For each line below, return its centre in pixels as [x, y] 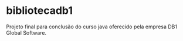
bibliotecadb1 [40, 11]
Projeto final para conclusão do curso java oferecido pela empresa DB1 [92, 27]
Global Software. [26, 32]
